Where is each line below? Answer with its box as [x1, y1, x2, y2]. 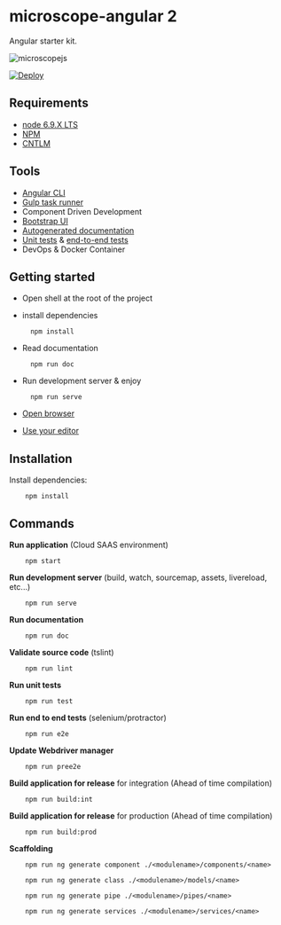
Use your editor [21, 426, 80, 436]
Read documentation [21, 343, 99, 354]
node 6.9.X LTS [21, 119, 78, 129]
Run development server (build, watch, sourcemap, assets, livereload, [9, 572, 268, 583]
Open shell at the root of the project [21, 293, 153, 303]
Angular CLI [21, 187, 66, 198]
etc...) [9, 582, 31, 592]
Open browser [21, 408, 75, 419]
